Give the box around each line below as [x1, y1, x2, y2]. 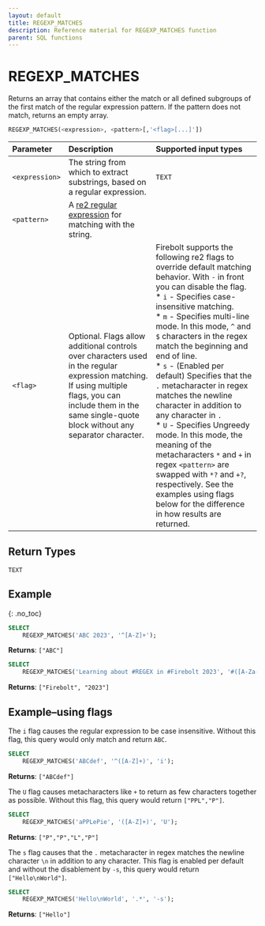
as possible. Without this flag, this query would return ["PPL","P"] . [8, 795, 225, 804]
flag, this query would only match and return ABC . [8, 735, 167, 743]
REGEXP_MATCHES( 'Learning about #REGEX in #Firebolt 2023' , [22, 668, 224, 676]
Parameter [12, 144, 53, 155]
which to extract [68, 167, 129, 178]
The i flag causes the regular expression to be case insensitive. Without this [8, 726, 256, 736]
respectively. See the [155, 479, 234, 490]
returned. [155, 518, 191, 529]
